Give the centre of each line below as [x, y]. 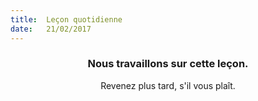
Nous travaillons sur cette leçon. [168, 64]
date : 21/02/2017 [51, 29]
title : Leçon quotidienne [66, 19]
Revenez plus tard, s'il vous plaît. [168, 85]
